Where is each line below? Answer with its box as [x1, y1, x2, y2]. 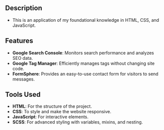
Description [5, 4, 42, 12]
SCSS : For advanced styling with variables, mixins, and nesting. [12, 119, 143, 125]
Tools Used [5, 90, 41, 99]
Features [5, 37, 33, 45]
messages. [12, 76, 35, 82]
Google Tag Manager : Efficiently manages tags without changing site [12, 60, 155, 66]
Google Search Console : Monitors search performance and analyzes [12, 49, 154, 56]
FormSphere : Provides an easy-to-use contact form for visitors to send [12, 71, 159, 77]
